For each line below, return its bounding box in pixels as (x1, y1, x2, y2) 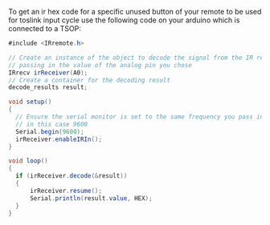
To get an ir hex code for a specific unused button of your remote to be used (8, 7, 262, 16)
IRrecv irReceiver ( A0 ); (8, 68, 88, 77)
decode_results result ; (8, 83, 88, 91)
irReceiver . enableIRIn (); (15, 135, 103, 143)
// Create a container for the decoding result (8, 76, 171, 84)
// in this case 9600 (15, 120, 88, 128)
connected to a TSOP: (8, 24, 82, 33)
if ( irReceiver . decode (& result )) (15, 172, 128, 180)
